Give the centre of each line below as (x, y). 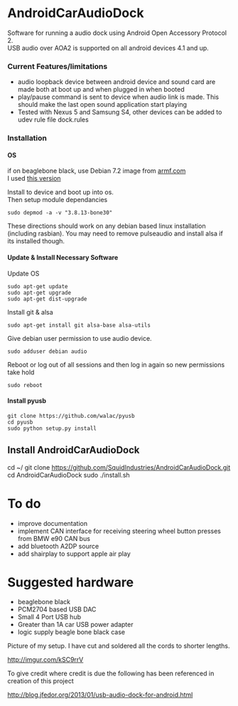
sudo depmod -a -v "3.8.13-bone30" (60, 213)
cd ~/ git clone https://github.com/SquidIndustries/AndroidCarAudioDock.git (119, 467)
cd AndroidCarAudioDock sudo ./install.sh (69, 475)
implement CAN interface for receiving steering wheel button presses (119, 531)
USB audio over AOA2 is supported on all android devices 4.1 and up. (108, 48)
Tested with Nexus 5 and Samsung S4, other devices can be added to (120, 112)
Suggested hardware (70, 582)
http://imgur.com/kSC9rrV (45, 660)
